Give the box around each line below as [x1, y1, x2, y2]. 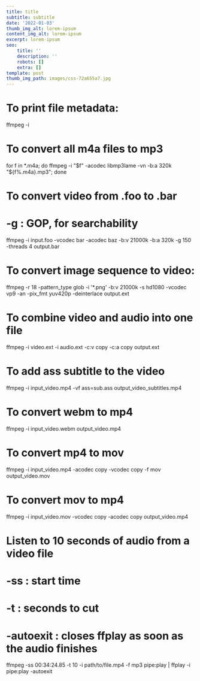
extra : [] [17, 64, 42, 71]
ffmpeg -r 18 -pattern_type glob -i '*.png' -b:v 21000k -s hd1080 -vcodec [6, 284, 187, 291]
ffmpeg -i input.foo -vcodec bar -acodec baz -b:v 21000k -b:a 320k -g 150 [6, 237, 192, 244]
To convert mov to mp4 [6, 494, 125, 507]
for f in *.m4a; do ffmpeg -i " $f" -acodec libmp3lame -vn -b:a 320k [6, 162, 172, 169]
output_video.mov [6, 472, 50, 479]
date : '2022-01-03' [6, 20, 55, 26]
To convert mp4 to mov [6, 446, 125, 460]
